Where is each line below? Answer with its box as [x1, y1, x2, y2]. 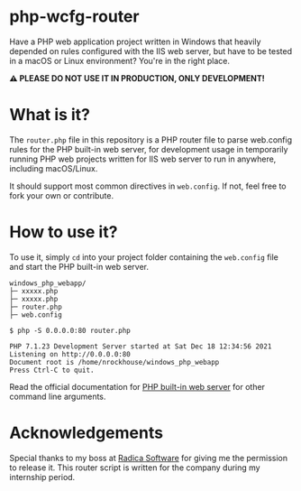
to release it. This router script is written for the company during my [9, 462, 260, 473]
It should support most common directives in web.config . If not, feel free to [9, 181, 287, 191]
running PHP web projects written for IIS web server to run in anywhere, [9, 153, 277, 164]
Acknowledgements [9, 422, 164, 443]
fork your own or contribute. [9, 190, 114, 200]
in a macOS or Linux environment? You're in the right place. [9, 55, 230, 66]
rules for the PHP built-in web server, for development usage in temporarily [9, 144, 288, 154]
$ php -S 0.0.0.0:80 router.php [9, 326, 131, 335]
